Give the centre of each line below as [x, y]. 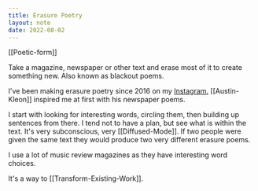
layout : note [29, 23]
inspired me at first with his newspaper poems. [109, 100]
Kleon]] [20, 100]
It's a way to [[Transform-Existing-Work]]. [76, 178]
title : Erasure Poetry [45, 15]
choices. [22, 163]
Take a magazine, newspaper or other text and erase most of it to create [125, 68]
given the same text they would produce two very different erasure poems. [129, 140]
